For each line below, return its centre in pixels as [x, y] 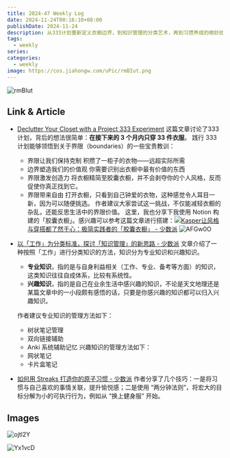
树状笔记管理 [45, 330]
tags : [15, 39]
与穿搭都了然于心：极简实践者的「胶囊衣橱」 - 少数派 [102, 229]
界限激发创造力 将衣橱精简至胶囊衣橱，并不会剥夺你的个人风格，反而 [124, 178]
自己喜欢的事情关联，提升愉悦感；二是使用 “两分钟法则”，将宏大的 [123, 387]
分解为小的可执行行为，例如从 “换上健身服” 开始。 [93, 396]
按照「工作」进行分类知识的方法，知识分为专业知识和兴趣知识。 [113, 252]
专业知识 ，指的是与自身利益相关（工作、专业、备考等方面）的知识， [123, 267]
